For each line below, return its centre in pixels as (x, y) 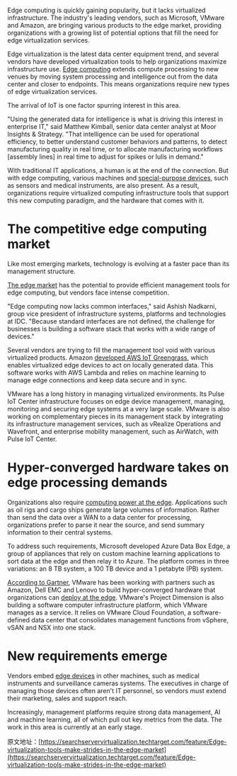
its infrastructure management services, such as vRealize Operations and (114, 423)
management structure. (41, 271)
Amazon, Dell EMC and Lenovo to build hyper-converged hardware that (111, 590)
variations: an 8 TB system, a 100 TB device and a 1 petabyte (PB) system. (115, 569)
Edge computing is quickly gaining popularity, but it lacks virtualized (107, 10)
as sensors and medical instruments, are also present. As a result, (103, 186)
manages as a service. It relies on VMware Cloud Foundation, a (99, 612)
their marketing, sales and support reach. (68, 698)
